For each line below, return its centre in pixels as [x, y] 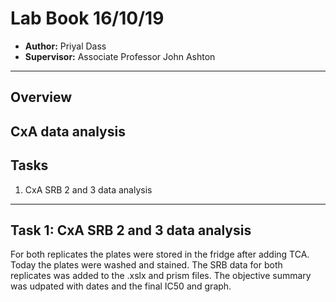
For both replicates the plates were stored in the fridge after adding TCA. [160, 254]
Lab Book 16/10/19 [87, 18]
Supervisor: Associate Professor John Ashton [120, 56]
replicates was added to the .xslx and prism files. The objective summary [161, 276]
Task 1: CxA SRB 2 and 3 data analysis [131, 230]
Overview [41, 97]
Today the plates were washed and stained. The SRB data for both [146, 265]
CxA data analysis [68, 131]
